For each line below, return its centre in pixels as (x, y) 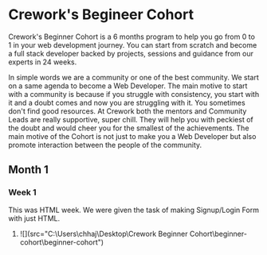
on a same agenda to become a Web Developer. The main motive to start (128, 86)
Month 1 (29, 170)
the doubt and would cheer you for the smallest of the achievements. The (129, 128)
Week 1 (23, 192)
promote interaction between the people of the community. (105, 145)
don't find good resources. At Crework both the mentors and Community (128, 111)
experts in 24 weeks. (43, 62)
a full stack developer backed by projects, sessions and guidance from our (131, 53)
